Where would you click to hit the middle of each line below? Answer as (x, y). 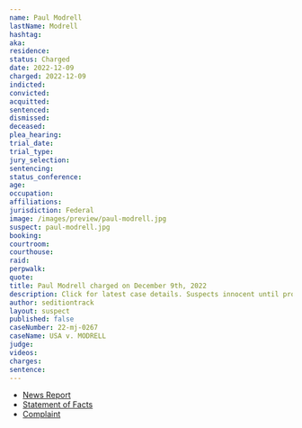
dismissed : (30, 118)
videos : (24, 352)
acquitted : (30, 101)
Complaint (41, 414)
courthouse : (31, 252)
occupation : (31, 194)
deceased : (28, 127)
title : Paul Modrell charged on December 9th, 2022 (108, 286)
